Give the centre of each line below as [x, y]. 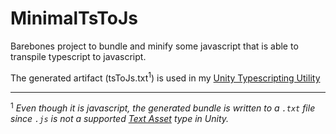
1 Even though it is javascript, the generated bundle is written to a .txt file [163, 107]
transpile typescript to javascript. [78, 56]
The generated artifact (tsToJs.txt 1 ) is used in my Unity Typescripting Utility [165, 77]
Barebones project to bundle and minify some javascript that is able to [154, 46]
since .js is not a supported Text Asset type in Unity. [120, 119]
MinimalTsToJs [74, 18]
